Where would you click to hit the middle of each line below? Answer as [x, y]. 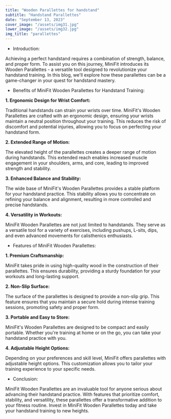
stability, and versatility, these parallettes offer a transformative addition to [84, 400]
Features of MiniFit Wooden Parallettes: [54, 245]
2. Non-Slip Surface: [28, 286]
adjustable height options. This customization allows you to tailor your [79, 363]
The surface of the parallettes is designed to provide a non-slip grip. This [82, 296]
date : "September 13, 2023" [35, 20]
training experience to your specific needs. [50, 369]
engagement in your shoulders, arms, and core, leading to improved [77, 163]
